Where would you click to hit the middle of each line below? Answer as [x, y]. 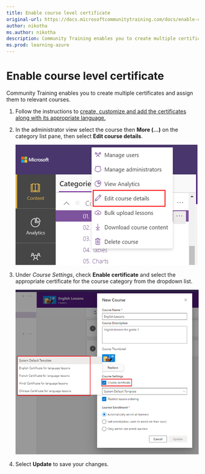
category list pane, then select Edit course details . [79, 136]
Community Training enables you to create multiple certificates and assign [100, 93]
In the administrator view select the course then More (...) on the [97, 129]
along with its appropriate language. [60, 118]
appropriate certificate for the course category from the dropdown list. [104, 281]
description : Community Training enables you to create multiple [91, 39]
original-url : [24, 19]
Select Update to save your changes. [62, 464]
